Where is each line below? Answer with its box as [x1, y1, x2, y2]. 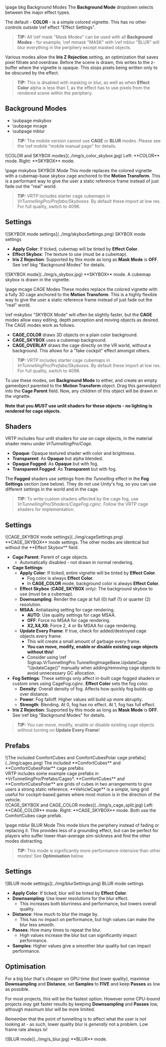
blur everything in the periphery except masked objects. [17, 45, 132, 50]
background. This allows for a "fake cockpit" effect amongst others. [12, 347, 151, 354]
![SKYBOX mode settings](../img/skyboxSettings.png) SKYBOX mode [5, 231, 146, 237]
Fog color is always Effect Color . [27, 575, 94, 581]
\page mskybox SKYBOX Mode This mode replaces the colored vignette [5, 167, 152, 173]
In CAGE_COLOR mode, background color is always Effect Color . [27, 580, 160, 587]
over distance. [19, 691, 49, 697]
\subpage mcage [12, 123, 47, 128]
